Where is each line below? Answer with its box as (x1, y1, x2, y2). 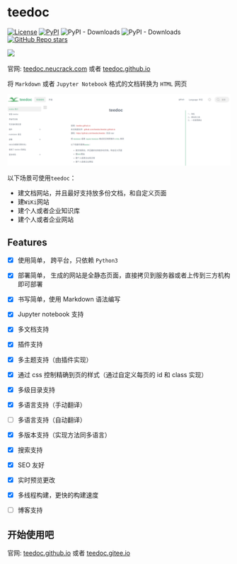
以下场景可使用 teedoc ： (7, 174, 76, 183)
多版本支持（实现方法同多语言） (17, 430, 111, 439)
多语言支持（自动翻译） (17, 415, 86, 424)
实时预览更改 (17, 476, 55, 485)
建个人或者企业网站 (17, 215, 74, 224)
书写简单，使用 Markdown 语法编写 (17, 295, 121, 304)
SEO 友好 (17, 461, 45, 469)
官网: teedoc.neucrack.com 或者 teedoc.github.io (7, 64, 151, 73)
